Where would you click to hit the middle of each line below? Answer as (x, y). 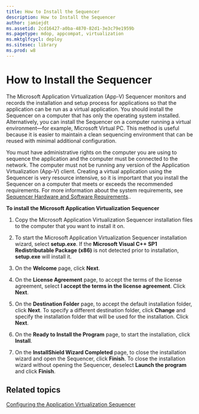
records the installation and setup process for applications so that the (91, 102)
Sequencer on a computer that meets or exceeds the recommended (89, 184)
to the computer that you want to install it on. (70, 226)
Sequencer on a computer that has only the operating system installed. (93, 115)
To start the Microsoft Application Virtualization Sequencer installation (101, 237)
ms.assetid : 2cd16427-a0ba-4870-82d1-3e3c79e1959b (70, 28)
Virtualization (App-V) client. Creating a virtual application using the (89, 171)
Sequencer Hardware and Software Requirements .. (69, 197)
